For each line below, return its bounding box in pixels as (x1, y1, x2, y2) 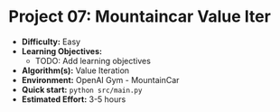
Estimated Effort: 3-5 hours (21, 93, 126, 105)
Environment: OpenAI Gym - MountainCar (21, 74, 180, 85)
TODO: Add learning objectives (34, 55, 151, 66)
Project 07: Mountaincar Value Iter (8, 6, 272, 27)
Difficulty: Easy (21, 36, 81, 47)
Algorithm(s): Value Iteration (21, 65, 130, 76)
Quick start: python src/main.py (21, 84, 143, 95)
